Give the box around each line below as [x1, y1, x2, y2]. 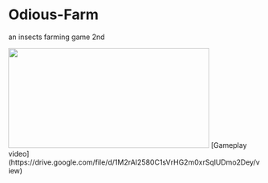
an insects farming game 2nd [8, 32, 106, 42]
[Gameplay [210, 140, 247, 149]
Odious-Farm [8, 6, 99, 24]
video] [8, 149, 30, 158]
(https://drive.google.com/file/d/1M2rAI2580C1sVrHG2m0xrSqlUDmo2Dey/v [8, 157, 261, 167]
